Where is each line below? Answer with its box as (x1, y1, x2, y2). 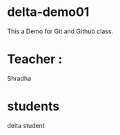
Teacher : (7, 51, 63, 67)
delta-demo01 (7, 4, 90, 20)
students (7, 98, 60, 114)
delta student (7, 121, 45, 129)
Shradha (7, 74, 32, 82)
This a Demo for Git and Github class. (7, 27, 114, 35)
